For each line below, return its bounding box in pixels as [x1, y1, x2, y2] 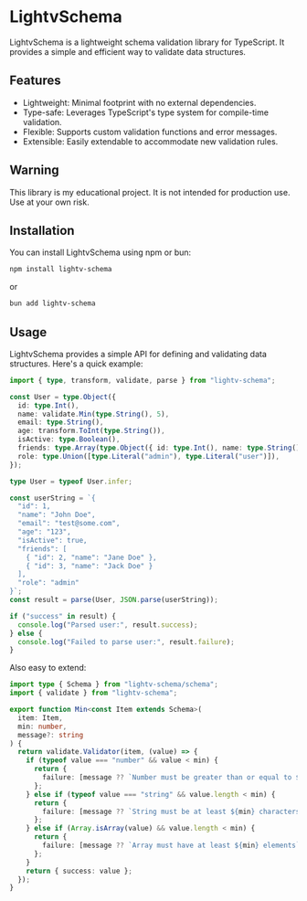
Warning [9, 163, 59, 178]
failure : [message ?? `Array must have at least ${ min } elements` [42, 841, 301, 851]
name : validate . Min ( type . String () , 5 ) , [17, 409, 170, 419]
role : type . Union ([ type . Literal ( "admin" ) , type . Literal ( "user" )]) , [17, 451, 281, 461]
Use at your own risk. [9, 196, 90, 207]
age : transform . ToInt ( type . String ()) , [17, 427, 166, 436]
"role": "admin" [17, 578, 79, 588]
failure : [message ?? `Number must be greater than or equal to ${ [42, 773, 304, 782]
